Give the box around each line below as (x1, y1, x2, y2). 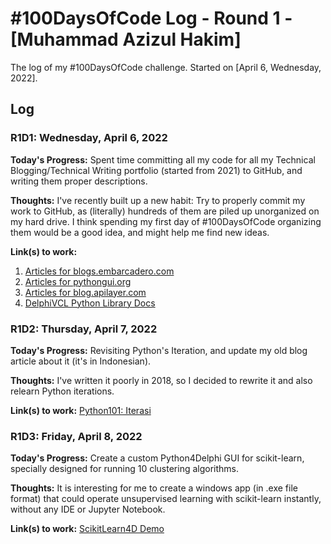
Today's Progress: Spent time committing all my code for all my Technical (10, 153, 316, 166)
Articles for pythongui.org (24, 275, 132, 287)
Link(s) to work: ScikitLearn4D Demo (10, 523, 165, 535)
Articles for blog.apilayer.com (24, 286, 147, 298)
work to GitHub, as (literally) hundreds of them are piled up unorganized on (10, 205, 320, 217)
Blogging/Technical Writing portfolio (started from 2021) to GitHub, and (10, 164, 303, 176)
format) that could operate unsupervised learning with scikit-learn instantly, (10, 493, 322, 505)
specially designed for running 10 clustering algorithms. (10, 463, 240, 475)
